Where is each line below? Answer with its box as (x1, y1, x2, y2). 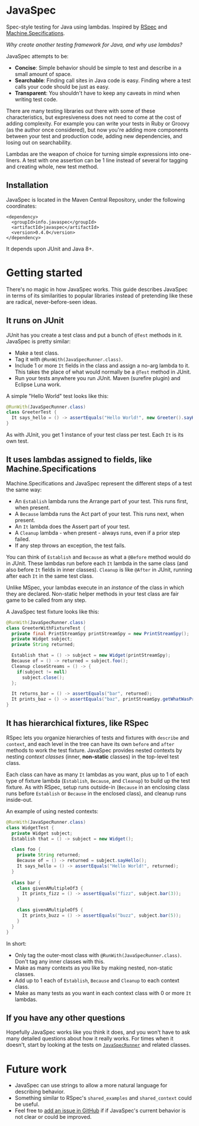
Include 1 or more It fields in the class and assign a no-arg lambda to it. (14, 362, 190, 369)
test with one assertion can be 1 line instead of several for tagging (27, 156, 188, 164)
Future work (6, 1062, 67, 1075)
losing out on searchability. (6, 139, 72, 146)
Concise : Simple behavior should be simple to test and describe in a (14, 64, 182, 71)
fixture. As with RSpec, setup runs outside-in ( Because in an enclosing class (6, 783, 190, 791)
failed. (14, 535, 31, 542)
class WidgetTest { (6, 824, 54, 830)
